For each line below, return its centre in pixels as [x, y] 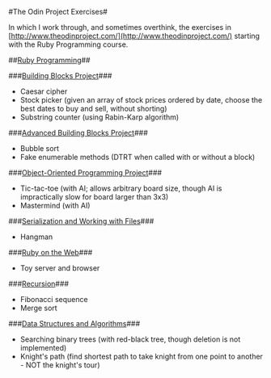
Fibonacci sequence [54, 299]
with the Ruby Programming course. [68, 44]
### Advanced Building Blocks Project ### [78, 133]
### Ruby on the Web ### [51, 252]
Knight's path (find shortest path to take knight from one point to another [141, 356]
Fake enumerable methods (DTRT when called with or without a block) [138, 157]
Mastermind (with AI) [55, 206]
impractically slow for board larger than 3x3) [94, 197]
